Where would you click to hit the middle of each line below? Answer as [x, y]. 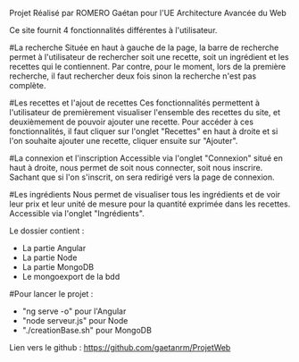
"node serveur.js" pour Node [75, 320]
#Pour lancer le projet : [51, 294]
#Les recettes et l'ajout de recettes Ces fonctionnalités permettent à [135, 103]
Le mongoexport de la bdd [71, 277]
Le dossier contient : [47, 231]
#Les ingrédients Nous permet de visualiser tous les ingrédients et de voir [145, 194]
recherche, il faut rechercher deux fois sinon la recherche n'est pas [133, 76]
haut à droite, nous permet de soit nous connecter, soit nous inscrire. [136, 168]
